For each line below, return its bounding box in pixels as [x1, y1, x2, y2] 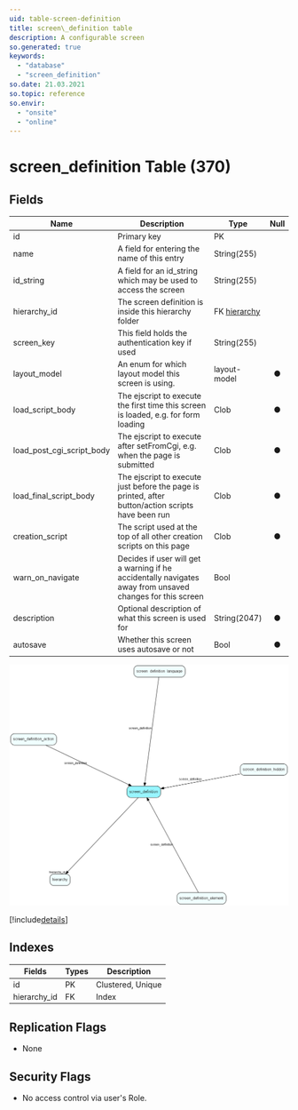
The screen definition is [117, 296, 204, 307]
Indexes [9, 940, 55, 955]
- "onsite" [17, 108, 58, 117]
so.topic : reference [9, 89, 86, 98]
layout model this [117, 369, 180, 379]
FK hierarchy [214, 306, 261, 316]
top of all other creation [117, 531, 203, 542]
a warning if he [117, 563, 173, 573]
